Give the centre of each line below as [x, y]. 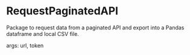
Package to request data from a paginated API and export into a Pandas [95, 27]
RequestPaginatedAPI [62, 11]
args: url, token [25, 45]
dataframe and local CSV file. [43, 33]
